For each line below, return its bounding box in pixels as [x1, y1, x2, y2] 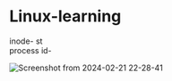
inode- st [9, 36, 43, 46]
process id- [9, 45, 52, 55]
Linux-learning [9, 6, 122, 27]
